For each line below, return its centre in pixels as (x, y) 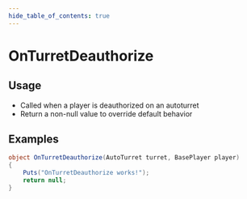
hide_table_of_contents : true (59, 16)
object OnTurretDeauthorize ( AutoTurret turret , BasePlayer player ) (124, 158)
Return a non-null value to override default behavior (106, 113)
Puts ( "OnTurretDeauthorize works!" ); (86, 173)
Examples (33, 140)
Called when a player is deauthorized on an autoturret (109, 105)
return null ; (45, 180)
